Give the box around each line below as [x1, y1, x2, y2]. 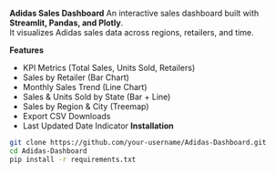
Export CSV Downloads [22, 111, 111, 121]
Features [9, 45, 44, 56]
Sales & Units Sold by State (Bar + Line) [22, 91, 171, 102]
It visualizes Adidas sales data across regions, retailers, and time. [9, 27, 255, 37]
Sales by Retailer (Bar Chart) [22, 72, 130, 83]
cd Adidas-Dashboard [9, 146, 88, 156]
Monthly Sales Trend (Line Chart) [22, 82, 148, 92]
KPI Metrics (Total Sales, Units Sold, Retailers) [22, 63, 196, 73]
